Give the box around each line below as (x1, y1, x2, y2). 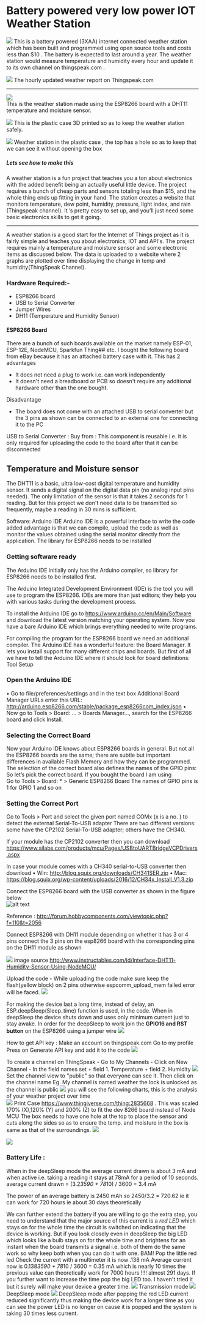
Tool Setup (6, 661, 34, 668)
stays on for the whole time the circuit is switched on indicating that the (6, 1223, 186, 1231)
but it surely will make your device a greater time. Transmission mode (6, 1283, 189, 1290)
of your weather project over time (6, 1092, 91, 1100)
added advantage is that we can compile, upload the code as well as (6, 524, 179, 531)
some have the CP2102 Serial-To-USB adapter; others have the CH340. (6, 826, 186, 833)
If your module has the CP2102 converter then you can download (6, 838, 170, 845)
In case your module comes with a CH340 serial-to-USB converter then (6, 863, 187, 870)
